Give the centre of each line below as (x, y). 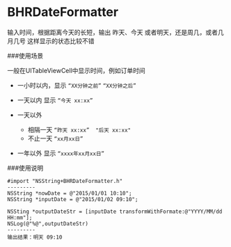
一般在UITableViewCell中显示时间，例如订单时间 (77, 70)
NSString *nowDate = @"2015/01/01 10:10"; (70, 193)
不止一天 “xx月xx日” (55, 138)
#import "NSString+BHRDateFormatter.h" (65, 181)
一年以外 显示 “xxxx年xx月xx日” (61, 153)
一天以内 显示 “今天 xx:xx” (55, 100)
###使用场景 (25, 56)
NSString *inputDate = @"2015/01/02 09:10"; (73, 199)
